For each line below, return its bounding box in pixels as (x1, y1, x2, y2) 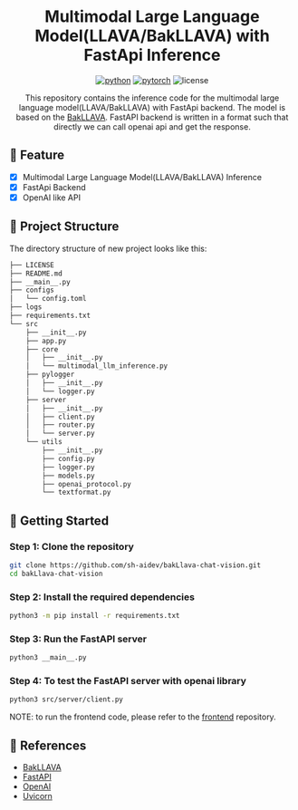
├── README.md (9, 269, 63, 278)
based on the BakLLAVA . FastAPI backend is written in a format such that (15, 111, 289, 122)
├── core (25, 344, 59, 354)
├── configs (9, 285, 54, 295)
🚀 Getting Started (9, 513, 110, 528)
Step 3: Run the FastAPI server (9, 632, 148, 645)
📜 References (9, 738, 87, 753)
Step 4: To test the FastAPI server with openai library (9, 674, 247, 687)
